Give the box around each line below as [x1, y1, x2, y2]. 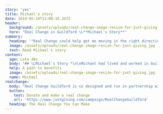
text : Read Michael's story [9, 48, 66, 52]
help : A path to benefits [9, 66, 62, 71]
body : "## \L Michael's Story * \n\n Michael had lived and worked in [9, 61, 149, 66]
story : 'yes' [5, 7, 32, 12]
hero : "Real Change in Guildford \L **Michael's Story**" [9, 30, 127, 34]
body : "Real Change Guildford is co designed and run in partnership [9, 83, 153, 89]
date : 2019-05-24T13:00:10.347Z [5, 16, 70, 21]
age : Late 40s [9, 57, 38, 62]
